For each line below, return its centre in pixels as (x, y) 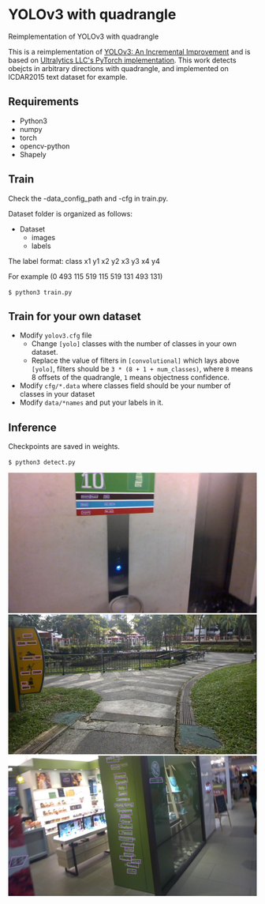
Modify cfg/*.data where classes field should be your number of (125, 386)
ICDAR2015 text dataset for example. (68, 77)
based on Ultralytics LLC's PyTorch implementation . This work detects (122, 60)
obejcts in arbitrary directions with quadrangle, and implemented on (118, 68)
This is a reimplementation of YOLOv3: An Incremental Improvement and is (129, 51)
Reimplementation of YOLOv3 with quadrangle (84, 36)
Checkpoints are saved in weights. (64, 446)
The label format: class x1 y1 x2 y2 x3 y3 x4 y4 (84, 261)
